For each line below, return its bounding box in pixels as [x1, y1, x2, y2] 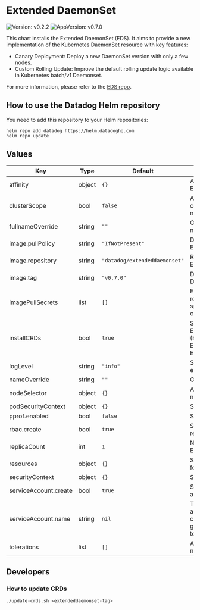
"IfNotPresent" [101, 240, 145, 247]
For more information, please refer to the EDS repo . [6, 83, 132, 90]
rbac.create [9, 425, 42, 433]
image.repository [9, 256, 57, 265]
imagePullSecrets [9, 298, 58, 306]
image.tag [9, 273, 37, 281]
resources [9, 459, 37, 468]
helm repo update [6, 133, 49, 139]
